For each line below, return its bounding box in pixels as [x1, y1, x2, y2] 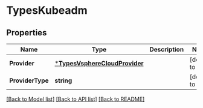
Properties [6, 28, 47, 38]
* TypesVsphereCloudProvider [54, 59, 144, 67]
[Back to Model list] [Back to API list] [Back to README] [6, 95, 145, 103]
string [54, 76, 72, 85]
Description [149, 46, 184, 53]
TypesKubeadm [6, 4, 88, 17]
